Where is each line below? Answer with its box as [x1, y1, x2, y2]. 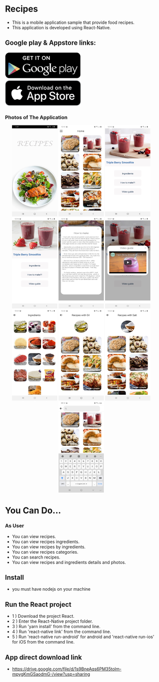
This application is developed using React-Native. [12, 24, 111, 30]
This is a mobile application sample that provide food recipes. [12, 19, 135, 25]
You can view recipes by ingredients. [12, 543, 86, 550]
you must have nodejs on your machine [12, 586, 91, 592]
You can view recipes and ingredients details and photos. [12, 559, 127, 565]
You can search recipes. [12, 554, 60, 560]
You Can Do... [5, 505, 61, 516]
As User [5, 523, 24, 529]
